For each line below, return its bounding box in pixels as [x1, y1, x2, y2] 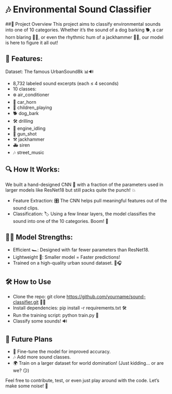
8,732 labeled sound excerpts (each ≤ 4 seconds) [12, 80, 119, 86]
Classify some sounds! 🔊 [12, 318, 67, 324]
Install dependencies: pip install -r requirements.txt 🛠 [12, 305, 127, 311]
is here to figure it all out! [5, 40, 58, 46]
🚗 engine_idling [12, 125, 46, 132]
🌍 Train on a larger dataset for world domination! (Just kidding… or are [12, 360, 164, 366]
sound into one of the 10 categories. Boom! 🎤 [12, 218, 109, 224]
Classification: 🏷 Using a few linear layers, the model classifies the [12, 211, 156, 217]
